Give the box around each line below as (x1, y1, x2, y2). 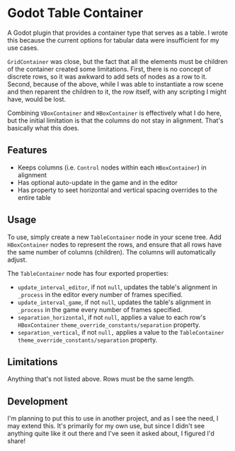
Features (7, 144, 47, 157)
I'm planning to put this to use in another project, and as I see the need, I (7, 414, 219, 423)
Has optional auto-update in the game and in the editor (17, 178, 178, 186)
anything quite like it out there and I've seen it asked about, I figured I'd (7, 429, 214, 438)
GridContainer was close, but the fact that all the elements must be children (7, 57, 228, 65)
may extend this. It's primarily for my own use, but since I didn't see (7, 422, 205, 430)
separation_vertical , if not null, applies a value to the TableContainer (17, 328, 224, 336)
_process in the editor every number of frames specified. (17, 290, 183, 299)
